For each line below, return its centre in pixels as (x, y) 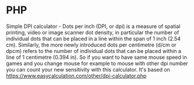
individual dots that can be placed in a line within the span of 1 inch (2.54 (94, 38)
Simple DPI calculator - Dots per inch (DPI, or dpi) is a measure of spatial (93, 26)
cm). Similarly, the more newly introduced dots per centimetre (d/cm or (91, 45)
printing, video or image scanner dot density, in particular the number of (93, 32)
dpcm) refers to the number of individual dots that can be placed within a (94, 51)
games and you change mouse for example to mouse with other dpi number (97, 63)
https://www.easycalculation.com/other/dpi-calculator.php (76, 76)
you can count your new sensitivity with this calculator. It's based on (88, 69)
